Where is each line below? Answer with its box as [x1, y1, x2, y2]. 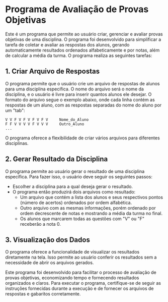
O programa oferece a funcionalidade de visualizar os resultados [5, 249, 140, 255]
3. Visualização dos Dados [5, 235, 91, 244]
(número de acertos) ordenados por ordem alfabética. [20, 199, 132, 206]
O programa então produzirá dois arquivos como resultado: [12, 188, 136, 195]
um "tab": [5, 107, 25, 113]
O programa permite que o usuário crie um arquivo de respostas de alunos [5, 80, 160, 86]
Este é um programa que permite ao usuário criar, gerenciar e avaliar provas [5, 31, 163, 37]
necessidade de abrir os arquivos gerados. [5, 260, 94, 266]
